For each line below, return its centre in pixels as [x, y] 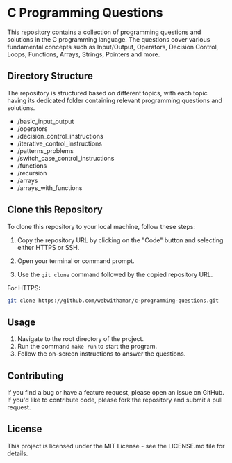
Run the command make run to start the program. [87, 347]
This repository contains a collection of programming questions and [104, 32]
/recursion [32, 173]
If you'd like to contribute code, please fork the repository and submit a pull [115, 400]
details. [18, 453]
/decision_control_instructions [60, 136]
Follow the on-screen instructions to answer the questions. [101, 354]
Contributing [35, 376]
